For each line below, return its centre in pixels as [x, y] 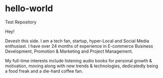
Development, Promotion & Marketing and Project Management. [69, 51]
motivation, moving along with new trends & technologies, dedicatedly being [81, 66]
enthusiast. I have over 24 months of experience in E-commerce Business [79, 46]
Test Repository [21, 22]
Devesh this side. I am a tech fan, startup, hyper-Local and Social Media [77, 41]
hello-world [29, 9]
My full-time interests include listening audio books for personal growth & [79, 60]
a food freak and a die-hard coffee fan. [44, 71]
